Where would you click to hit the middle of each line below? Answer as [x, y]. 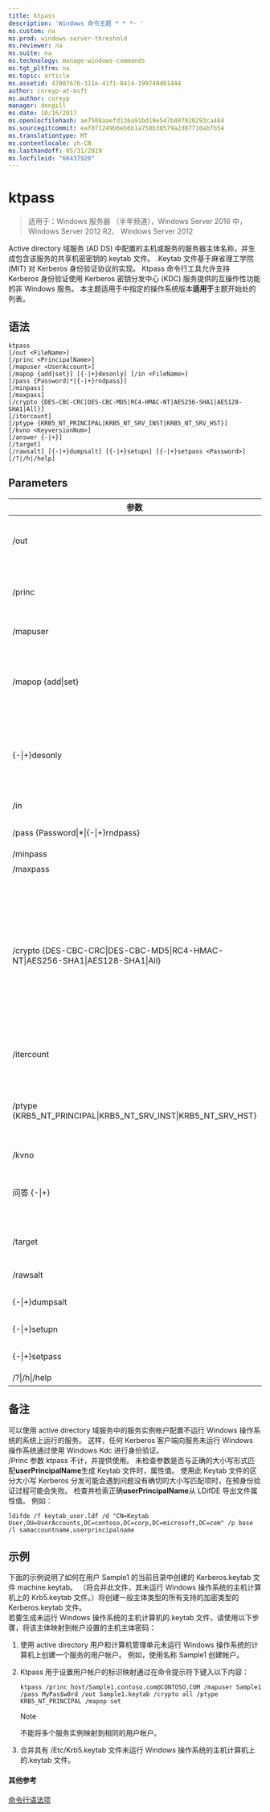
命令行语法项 [29, 1800]
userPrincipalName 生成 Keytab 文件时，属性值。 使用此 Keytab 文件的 [133, 1470]
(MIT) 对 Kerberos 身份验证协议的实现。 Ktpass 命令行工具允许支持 [119, 269]
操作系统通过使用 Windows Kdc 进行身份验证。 [86, 1450]
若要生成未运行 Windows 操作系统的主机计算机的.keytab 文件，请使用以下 [131, 1618]
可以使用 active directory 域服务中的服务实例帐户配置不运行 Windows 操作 [131, 1430]
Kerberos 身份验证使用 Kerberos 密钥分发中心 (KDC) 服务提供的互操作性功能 [135, 279]
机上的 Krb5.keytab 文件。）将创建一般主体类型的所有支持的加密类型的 [124, 1598]
